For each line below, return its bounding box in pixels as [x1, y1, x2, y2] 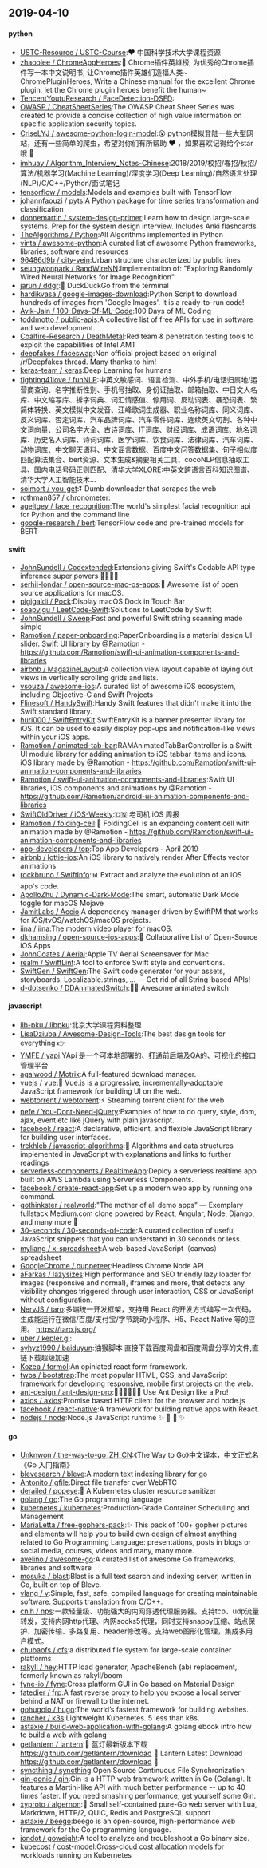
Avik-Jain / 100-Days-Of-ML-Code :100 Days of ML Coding [19, 306, 212, 315]
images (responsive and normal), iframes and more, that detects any [19, 1278, 245, 1288]
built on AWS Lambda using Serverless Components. [19, 1175, 194, 1184]
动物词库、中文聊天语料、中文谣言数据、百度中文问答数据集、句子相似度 [19, 445, 257, 454]
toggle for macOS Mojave [19, 898, 104, 908]
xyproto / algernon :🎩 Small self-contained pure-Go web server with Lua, [19, 1799, 257, 1809]
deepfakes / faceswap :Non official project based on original [19, 348, 217, 358]
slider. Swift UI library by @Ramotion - [19, 639, 146, 648]
